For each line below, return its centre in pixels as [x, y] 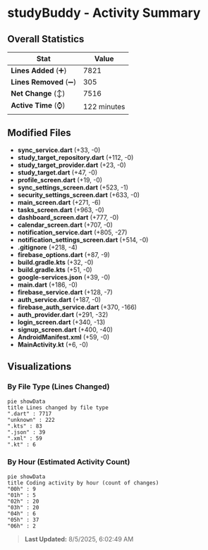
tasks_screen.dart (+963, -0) [61, 210]
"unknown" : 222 [31, 420]
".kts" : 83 [25, 426]
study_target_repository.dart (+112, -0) [75, 157]
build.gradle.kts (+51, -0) [55, 270]
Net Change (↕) [38, 93]
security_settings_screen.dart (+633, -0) [78, 194]
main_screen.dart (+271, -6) [59, 202]
